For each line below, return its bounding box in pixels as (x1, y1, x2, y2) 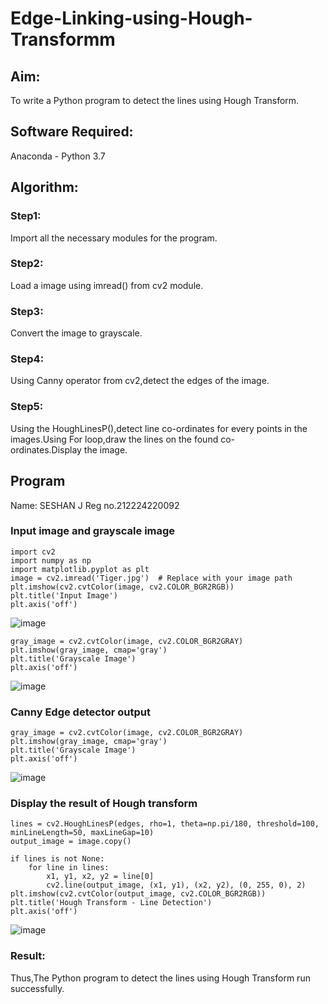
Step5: (10, 400, 44, 414)
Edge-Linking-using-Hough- (10, 7, 253, 30)
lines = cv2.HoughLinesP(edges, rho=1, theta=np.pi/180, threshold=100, (10, 819, 320, 829)
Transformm (10, 28, 116, 51)
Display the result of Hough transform (10, 797, 198, 811)
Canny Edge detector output (10, 705, 151, 719)
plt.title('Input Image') (10, 590, 118, 601)
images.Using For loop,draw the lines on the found (10, 433, 219, 445)
